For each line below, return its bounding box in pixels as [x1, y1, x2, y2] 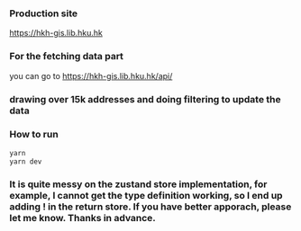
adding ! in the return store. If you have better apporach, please [9, 200, 292, 213]
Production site [9, 7, 78, 20]
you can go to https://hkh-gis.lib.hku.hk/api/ [9, 70, 173, 81]
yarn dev [9, 156, 42, 166]
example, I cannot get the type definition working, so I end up [9, 190, 283, 202]
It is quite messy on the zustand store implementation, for [9, 178, 268, 191]
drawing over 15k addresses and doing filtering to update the [9, 93, 281, 105]
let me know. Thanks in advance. [9, 212, 156, 225]
